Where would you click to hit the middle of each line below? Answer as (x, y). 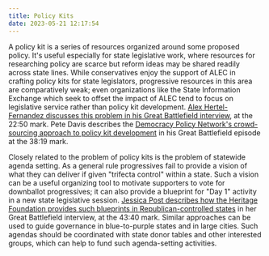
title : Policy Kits (41, 16)
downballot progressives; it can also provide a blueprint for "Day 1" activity (132, 191)
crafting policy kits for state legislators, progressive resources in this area (130, 81)
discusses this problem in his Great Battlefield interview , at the (149, 115)
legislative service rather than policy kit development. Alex (105, 107)
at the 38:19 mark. (38, 141)
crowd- (246, 124)
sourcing (23, 132)
